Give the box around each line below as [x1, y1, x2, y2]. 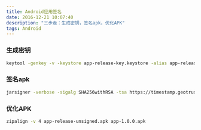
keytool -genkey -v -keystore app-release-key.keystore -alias [6, 60, 167, 66]
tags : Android [6, 25, 42, 32]
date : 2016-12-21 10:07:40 [6, 14, 74, 20]
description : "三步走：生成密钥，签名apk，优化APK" [6, 20, 125, 26]
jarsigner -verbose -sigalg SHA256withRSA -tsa [6, 89, 127, 95]
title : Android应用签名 [6, 8, 62, 15]
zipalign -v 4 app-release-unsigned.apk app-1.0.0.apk [6, 118, 146, 124]
